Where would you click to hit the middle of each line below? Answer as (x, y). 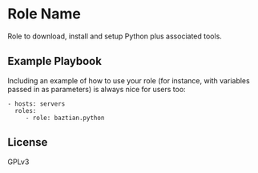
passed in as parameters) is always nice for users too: (97, 89)
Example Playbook (54, 61)
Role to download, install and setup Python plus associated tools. (115, 36)
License (28, 142)
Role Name (44, 14)
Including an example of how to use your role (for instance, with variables (129, 80)
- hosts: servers (36, 104)
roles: (26, 111)
